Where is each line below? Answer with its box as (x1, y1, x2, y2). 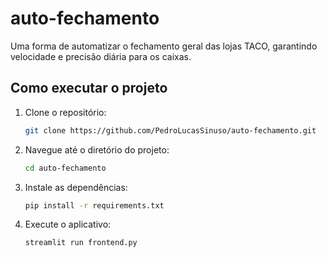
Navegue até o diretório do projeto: (24, 143, 170, 156)
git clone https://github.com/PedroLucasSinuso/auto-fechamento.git (24, 125, 317, 136)
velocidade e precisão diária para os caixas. (10, 50, 192, 62)
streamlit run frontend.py (24, 238, 138, 248)
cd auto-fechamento (24, 163, 107, 173)
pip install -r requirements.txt (24, 200, 165, 211)
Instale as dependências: (24, 181, 128, 193)
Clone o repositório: (24, 106, 107, 118)
